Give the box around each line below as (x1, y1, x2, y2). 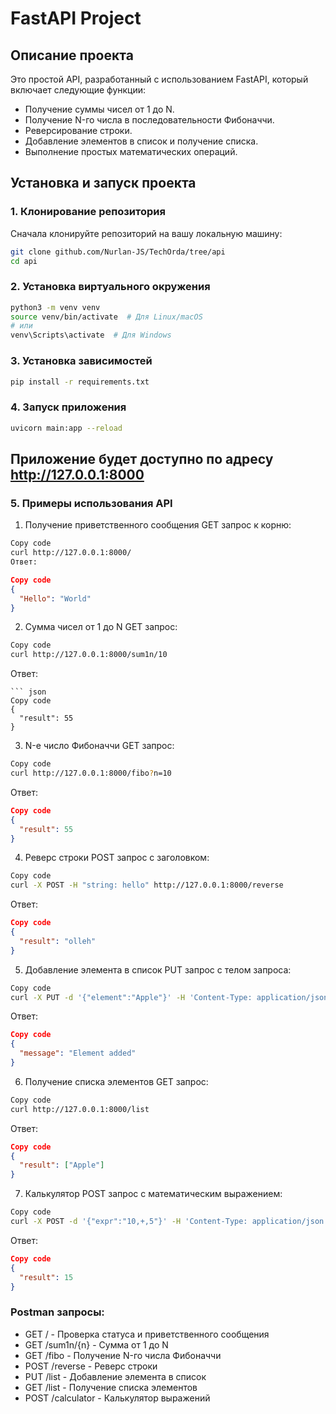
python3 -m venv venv (10, 302, 101, 312)
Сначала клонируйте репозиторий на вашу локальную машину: (10, 227, 283, 239)
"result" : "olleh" (19, 936, 97, 946)
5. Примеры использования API (10, 496, 173, 510)
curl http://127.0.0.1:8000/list (10, 1104, 150, 1114)
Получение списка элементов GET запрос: (24, 1075, 209, 1087)
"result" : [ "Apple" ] (19, 1160, 105, 1171)
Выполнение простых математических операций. (24, 146, 238, 157)
